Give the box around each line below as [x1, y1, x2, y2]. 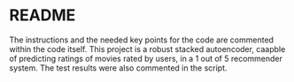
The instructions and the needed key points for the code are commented [9, 34, 275, 45]
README [9, 5, 76, 26]
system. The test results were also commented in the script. [9, 63, 228, 73]
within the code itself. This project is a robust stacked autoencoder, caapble [9, 43, 286, 54]
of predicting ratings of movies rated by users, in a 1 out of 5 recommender [9, 53, 283, 63]
